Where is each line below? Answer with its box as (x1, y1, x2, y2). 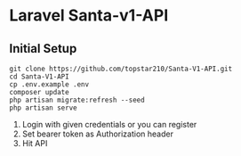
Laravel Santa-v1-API (9, 5, 169, 26)
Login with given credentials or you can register (21, 119, 197, 129)
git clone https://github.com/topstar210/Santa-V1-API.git (9, 64, 233, 73)
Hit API (21, 138, 48, 148)
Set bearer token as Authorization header (21, 128, 173, 139)
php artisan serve (9, 103, 77, 112)
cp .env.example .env (9, 80, 90, 89)
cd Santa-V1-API (9, 72, 69, 81)
